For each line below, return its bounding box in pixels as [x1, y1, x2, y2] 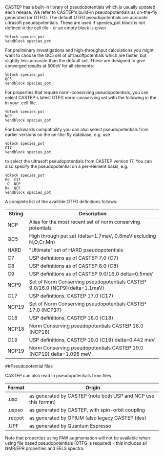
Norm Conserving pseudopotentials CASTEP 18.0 [29, 322, 144, 329]
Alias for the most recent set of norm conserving [29, 219, 141, 225]
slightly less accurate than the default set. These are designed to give [5, 58, 145, 63]
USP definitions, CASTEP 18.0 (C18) [29, 315, 114, 321]
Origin [85, 384, 101, 391]
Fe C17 [5, 177, 21, 182]
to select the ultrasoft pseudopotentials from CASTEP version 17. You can [5, 159, 152, 164]
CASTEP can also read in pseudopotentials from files [5, 373, 111, 378]
